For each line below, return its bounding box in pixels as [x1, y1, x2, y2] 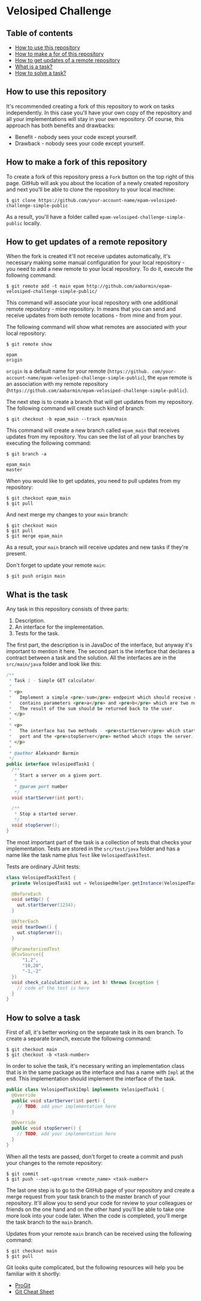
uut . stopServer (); [17, 929, 63, 935]
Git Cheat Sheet [14, 1288, 54, 1295]
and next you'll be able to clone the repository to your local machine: [6, 186, 175, 193]
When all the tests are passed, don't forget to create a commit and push [6, 1152, 184, 1160]
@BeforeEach [11, 891, 42, 897]
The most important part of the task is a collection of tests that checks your [6, 838, 192, 846]
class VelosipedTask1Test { [6, 874, 77, 880]
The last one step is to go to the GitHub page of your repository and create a [6, 1187, 195, 1194]
